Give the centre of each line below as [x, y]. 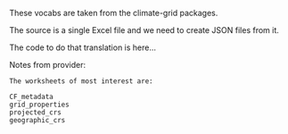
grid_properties [39, 105]
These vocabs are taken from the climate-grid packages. [114, 13]
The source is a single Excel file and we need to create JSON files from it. [144, 30]
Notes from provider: [48, 65]
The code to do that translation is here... [83, 47]
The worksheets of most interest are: [81, 81]
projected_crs [36, 113]
